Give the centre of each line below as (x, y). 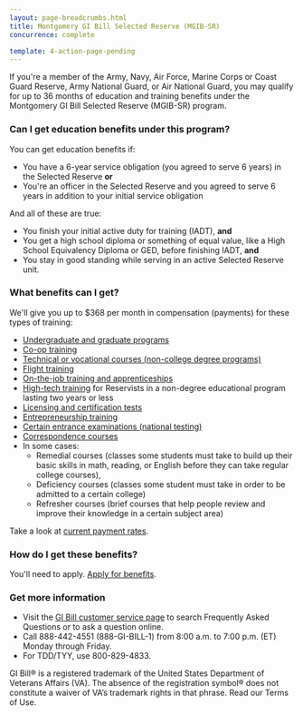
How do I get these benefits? (74, 554)
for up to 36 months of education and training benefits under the (130, 96)
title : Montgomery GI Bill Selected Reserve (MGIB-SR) (115, 26)
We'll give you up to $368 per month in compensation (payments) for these (149, 312)
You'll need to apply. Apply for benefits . (83, 574)
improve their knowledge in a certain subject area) (130, 513)
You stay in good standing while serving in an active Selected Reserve (153, 260)
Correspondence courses (70, 436)
